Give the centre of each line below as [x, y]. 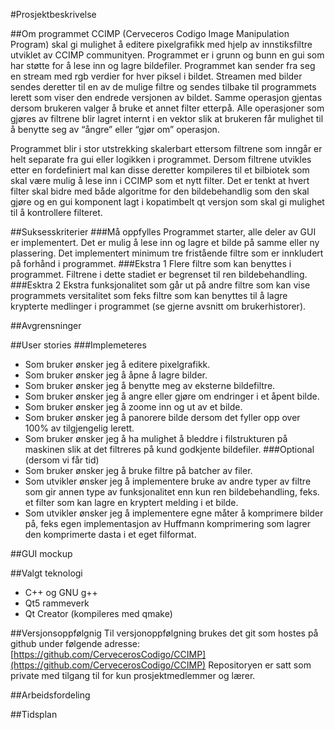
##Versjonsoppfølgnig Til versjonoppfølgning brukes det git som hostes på [164, 633]
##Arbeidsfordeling [50, 695]
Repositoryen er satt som [260, 665]
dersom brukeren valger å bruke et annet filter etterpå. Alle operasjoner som [167, 108]
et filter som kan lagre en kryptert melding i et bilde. [131, 502]
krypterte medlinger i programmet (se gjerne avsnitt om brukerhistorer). [158, 306]
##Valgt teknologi [46, 573]
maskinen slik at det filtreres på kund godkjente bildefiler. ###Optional [169, 449]
